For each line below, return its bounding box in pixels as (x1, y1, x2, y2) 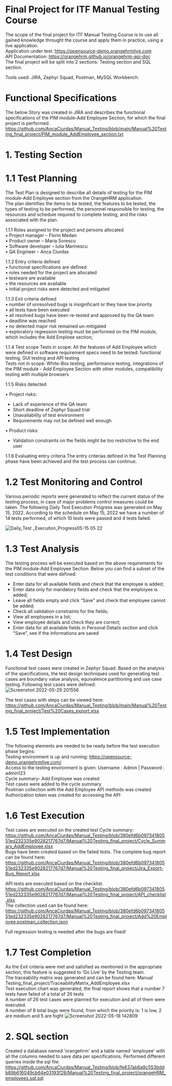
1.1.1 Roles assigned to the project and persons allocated (5, 227, 124, 233)
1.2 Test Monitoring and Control (5, 476, 143, 488)
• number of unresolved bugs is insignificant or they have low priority (5, 302, 152, 307)
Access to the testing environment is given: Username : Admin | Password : (5, 764, 165, 771)
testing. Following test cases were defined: (5, 681, 96, 687)
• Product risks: (5, 427, 39, 434)
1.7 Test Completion (5, 946, 91, 958)
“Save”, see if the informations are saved (12, 630, 99, 636)
